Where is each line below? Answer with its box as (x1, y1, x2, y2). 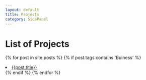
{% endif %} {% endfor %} (5, 69, 61, 75)
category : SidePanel (5, 16, 49, 21)
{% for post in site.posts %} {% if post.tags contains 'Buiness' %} (5, 54, 141, 60)
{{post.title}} (12, 64, 37, 70)
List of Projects (5, 38, 69, 49)
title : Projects (5, 12, 39, 17)
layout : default (5, 7, 39, 12)
